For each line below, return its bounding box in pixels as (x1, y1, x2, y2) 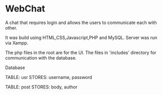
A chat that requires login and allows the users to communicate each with (5, 19, 157, 25)
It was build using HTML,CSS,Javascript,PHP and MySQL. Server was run (5, 34, 157, 40)
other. (5, 24, 18, 30)
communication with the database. (5, 54, 77, 60)
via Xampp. (5, 39, 29, 45)
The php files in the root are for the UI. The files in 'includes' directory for (5, 49, 156, 55)
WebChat (5, 3, 45, 14)
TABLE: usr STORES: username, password (5, 74, 92, 80)
